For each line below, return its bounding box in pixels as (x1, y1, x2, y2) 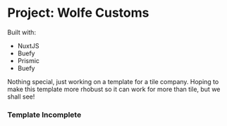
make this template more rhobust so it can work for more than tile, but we (7, 85, 221, 93)
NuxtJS (17, 41, 40, 50)
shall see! (7, 92, 35, 101)
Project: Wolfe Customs (7, 5, 149, 21)
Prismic (17, 56, 40, 64)
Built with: (7, 28, 37, 36)
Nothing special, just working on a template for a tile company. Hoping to (7, 77, 219, 85)
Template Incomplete (7, 110, 82, 120)
